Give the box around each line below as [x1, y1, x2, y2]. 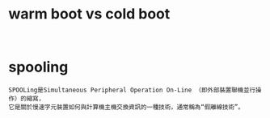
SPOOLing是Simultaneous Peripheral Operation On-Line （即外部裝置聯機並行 [8, 86, 256, 94]
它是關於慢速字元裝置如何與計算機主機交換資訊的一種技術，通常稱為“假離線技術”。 [8, 103, 245, 111]
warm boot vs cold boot [8, 5, 171, 23]
